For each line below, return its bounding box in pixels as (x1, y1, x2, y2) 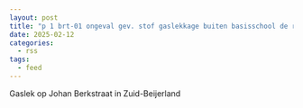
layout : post (9, 13, 59, 22)
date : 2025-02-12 (9, 30, 75, 39)
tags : (9, 55, 30, 64)
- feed (17, 64, 42, 73)
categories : (9, 38, 54, 48)
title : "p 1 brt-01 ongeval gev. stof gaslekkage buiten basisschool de (9, 22, 289, 31)
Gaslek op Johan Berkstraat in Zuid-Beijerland (9, 87, 181, 99)
